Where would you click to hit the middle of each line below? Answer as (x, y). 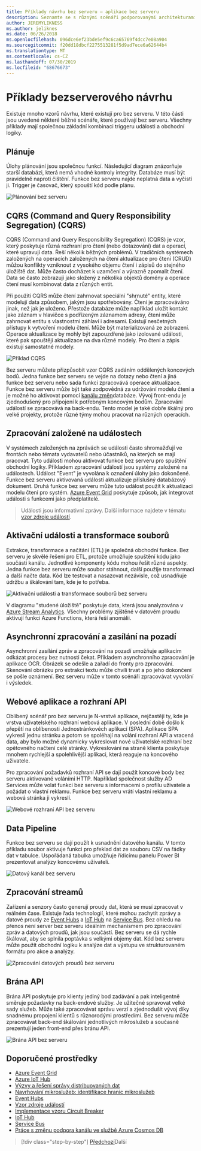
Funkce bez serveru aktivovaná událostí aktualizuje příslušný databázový (96, 480)
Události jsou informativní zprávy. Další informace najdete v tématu (103, 510)
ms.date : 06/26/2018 (32, 34)
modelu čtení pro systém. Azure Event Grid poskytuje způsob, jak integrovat (100, 492)
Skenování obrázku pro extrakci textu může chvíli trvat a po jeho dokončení (99, 670)
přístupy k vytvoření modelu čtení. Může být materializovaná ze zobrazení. (98, 327)
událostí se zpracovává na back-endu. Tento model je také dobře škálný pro (100, 408)
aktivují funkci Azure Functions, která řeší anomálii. (69, 617)
